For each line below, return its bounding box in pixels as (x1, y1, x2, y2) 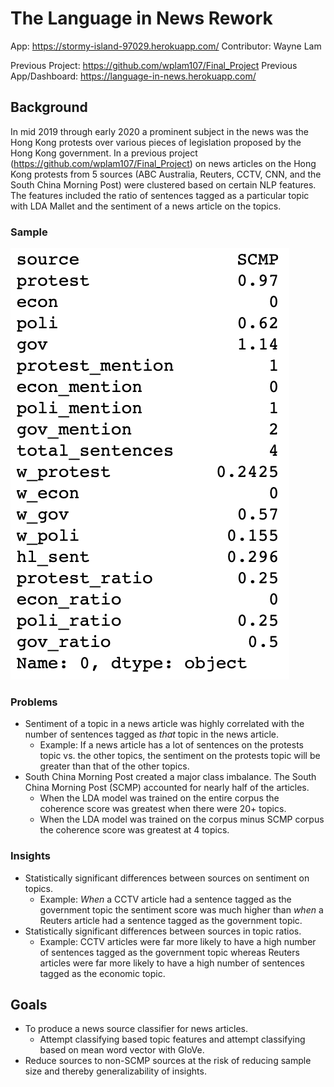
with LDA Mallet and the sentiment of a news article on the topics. (10, 200, 282, 212)
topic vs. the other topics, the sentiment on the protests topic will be (39, 750, 321, 762)
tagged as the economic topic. (39, 967, 166, 979)
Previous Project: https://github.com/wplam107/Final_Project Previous (10, 59, 298, 71)
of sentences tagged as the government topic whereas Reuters (39, 946, 300, 958)
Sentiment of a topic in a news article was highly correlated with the (24, 718, 305, 730)
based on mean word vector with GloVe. (39, 1044, 205, 1056)
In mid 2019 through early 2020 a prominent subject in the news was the (10, 125, 309, 137)
